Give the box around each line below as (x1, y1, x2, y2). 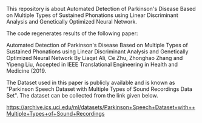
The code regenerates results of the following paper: (6, 30, 138, 37)
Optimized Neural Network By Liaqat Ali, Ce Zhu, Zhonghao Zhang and (6, 55, 183, 61)
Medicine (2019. (6, 67, 47, 75)
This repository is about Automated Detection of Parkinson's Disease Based (6, 5, 196, 12)
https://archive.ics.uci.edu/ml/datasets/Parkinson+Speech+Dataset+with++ (6, 104, 196, 111)
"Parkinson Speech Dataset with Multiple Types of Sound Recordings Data (6, 85, 193, 93)
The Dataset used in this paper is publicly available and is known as (6, 79, 175, 86)
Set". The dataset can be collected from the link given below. (6, 92, 158, 99)
